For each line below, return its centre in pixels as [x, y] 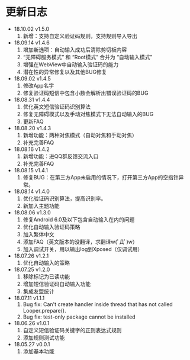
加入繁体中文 [38, 234]
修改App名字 [38, 85]
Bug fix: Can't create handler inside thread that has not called [98, 304]
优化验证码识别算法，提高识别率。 [65, 198]
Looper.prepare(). [44, 310]
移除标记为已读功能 [46, 277]
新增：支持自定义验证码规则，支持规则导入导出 [80, 36]
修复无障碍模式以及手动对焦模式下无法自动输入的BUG [88, 114]
